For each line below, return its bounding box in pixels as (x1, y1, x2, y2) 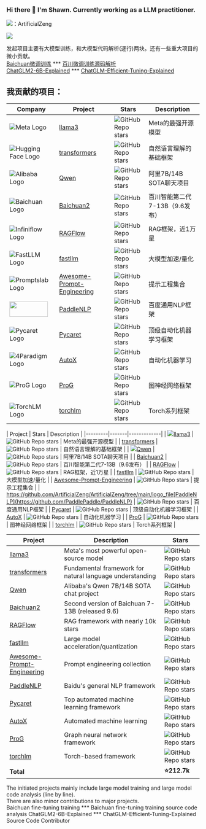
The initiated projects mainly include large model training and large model (6, 784, 192, 792)
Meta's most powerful (64, 547, 128, 555)
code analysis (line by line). (6, 791, 75, 798)
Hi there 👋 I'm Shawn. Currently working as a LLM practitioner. (6, 6, 196, 14)
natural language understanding (64, 572, 156, 580)
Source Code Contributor (6, 817, 71, 825)
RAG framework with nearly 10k (64, 617, 156, 626)
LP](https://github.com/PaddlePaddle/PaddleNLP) (6, 498, 133, 505)
